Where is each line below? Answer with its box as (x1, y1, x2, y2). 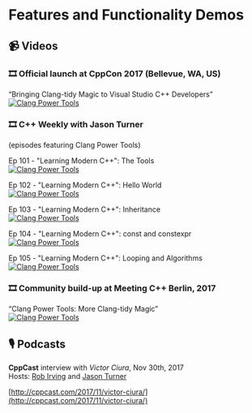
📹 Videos (8, 39, 58, 53)
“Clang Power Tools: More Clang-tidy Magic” (8, 304, 159, 314)
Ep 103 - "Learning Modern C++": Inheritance (8, 204, 160, 214)
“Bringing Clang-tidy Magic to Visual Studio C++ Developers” (8, 89, 213, 99)
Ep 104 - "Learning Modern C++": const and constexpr (8, 229, 192, 239)
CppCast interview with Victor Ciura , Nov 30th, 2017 (8, 363, 185, 372)
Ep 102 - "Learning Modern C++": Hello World (8, 180, 162, 190)
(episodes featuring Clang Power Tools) (8, 140, 141, 150)
